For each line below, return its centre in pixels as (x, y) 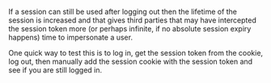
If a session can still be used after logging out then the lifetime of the (123, 12)
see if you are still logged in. (55, 70)
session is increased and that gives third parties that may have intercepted (133, 20)
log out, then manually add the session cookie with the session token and (131, 61)
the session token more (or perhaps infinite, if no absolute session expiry (130, 29)
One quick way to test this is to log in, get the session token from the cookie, (136, 53)
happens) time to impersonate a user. (71, 37)
